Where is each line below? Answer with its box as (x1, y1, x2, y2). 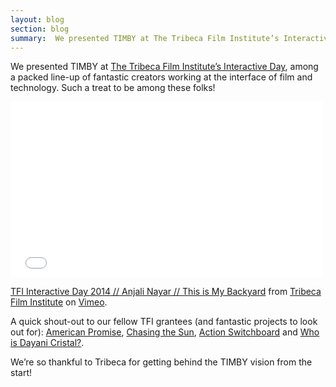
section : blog (10, 24, 70, 34)
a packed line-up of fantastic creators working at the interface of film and (10, 71, 313, 83)
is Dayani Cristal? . (10, 337, 85, 349)
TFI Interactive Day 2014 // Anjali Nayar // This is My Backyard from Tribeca (10, 286, 322, 298)
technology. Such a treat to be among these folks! (10, 82, 216, 94)
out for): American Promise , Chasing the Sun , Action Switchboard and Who (10, 326, 320, 338)
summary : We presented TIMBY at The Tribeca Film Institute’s (10, 33, 280, 43)
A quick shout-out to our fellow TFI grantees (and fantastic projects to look (10, 316, 318, 328)
